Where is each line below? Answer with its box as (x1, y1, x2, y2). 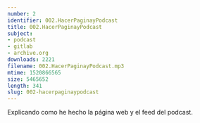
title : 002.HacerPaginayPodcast (7, 23, 102, 30)
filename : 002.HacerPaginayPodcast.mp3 (7, 63, 125, 70)
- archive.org (7, 50, 49, 57)
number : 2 (7, 10, 37, 18)
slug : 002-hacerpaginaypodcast (7, 89, 99, 96)
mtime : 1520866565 (7, 69, 61, 76)
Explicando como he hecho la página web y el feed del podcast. (7, 108, 194, 117)
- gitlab (7, 43, 33, 50)
